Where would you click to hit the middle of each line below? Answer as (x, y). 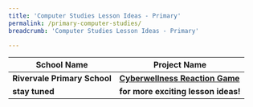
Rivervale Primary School (62, 79)
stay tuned (33, 92)
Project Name (180, 65)
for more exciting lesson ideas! (180, 92)
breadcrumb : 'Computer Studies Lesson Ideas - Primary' (104, 31)
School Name (62, 65)
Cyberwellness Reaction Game (180, 79)
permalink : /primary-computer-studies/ (75, 23)
